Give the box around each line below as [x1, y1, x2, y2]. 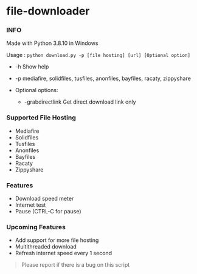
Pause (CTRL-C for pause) [15, 208, 81, 215]
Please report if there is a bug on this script [21, 261, 130, 269]
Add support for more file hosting [15, 236, 99, 244]
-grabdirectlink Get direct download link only [24, 98, 136, 105]
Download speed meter [15, 195, 74, 202]
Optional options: [15, 87, 58, 94]
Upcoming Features [6, 223, 66, 231]
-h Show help [15, 63, 49, 70]
